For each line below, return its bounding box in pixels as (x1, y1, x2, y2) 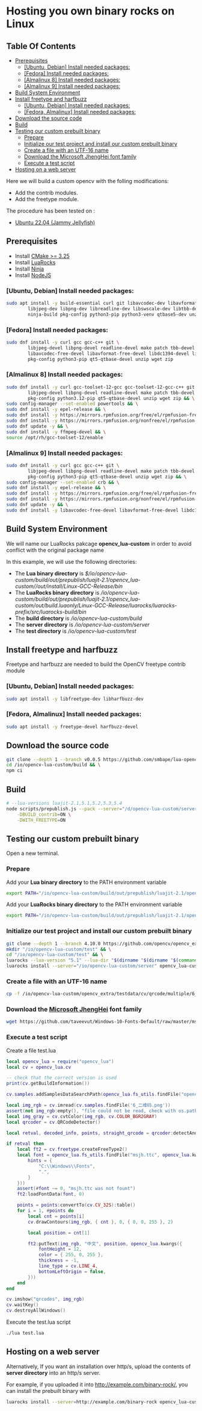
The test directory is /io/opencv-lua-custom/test (14, 627, 136, 634)
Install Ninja (14, 265, 44, 272)
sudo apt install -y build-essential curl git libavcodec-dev (6, 300, 165, 307)
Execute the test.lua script (6, 1318, 71, 1326)
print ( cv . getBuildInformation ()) (6, 1080, 90, 1087)
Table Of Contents (6, 41, 76, 51)
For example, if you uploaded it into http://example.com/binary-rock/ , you (6, 1381, 188, 1388)
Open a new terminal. (6, 849, 60, 857)
